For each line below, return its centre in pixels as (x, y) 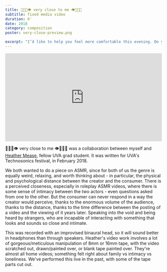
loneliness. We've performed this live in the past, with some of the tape (78, 259)
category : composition (29, 28)
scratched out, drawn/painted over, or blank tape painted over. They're (78, 249)
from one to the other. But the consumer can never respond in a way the (79, 197)
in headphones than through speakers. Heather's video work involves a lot (81, 238)
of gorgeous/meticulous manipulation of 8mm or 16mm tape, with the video (82, 243)
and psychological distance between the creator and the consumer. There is (83, 181)
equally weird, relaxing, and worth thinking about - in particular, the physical (83, 176)
